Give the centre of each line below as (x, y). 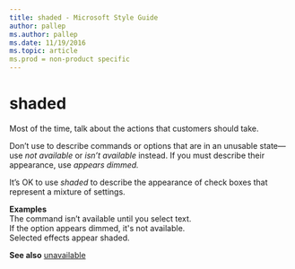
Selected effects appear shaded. (69, 238)
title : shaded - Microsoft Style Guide (84, 17)
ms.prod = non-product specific (69, 59)
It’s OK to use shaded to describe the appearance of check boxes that (139, 182)
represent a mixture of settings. (67, 191)
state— (273, 145)
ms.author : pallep (43, 34)
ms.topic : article (43, 51)
